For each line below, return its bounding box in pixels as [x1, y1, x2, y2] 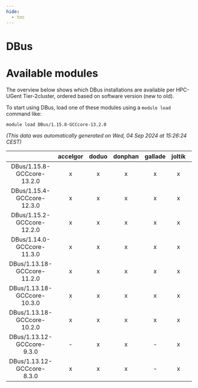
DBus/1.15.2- [11, 211, 51, 219]
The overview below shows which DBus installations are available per [6, 86, 175, 93]
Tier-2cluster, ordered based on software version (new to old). [22, 92, 174, 99]
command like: [6, 110, 42, 117]
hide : [6, 8, 19, 15]
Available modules [6, 66, 98, 80]
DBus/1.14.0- [11, 235, 51, 243]
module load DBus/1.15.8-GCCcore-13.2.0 [6, 122, 107, 128]
